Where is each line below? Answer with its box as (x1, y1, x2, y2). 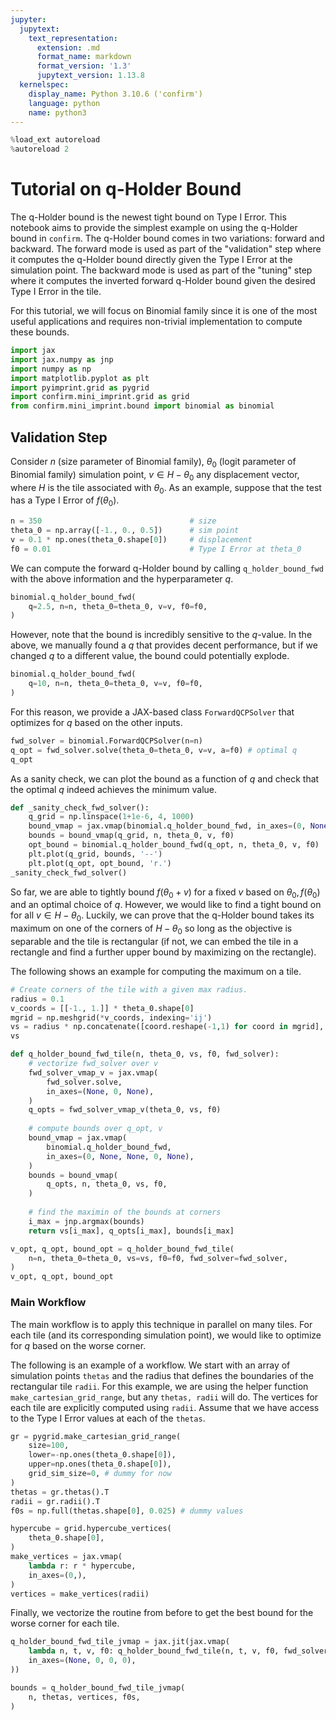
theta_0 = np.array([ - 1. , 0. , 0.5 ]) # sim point (10, 526, 240, 536)
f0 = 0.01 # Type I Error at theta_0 (10, 544, 302, 554)
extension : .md (36, 42, 101, 53)
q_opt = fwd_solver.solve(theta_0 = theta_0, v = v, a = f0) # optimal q (10, 745, 298, 755)
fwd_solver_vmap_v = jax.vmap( (28, 1067, 159, 1078)
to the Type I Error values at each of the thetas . (10, 1412, 206, 1424)
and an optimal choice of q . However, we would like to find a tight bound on (10, 899, 322, 911)
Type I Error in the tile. (10, 286, 102, 298)
